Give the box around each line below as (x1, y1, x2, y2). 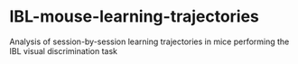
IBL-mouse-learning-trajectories (9, 6, 260, 27)
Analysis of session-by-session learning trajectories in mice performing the (9, 36, 290, 47)
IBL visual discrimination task (9, 45, 117, 56)
